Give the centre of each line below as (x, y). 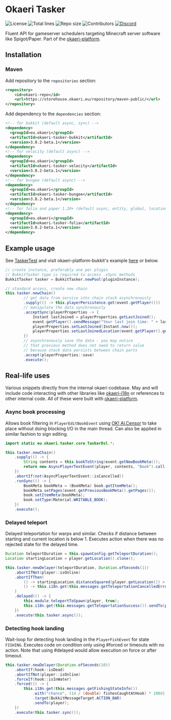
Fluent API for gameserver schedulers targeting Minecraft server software (83, 33)
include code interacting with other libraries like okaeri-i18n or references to (85, 393)
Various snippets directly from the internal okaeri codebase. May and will (82, 388)
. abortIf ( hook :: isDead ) (40, 669)
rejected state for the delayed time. (42, 544)
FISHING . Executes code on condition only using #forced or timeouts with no (85, 644)
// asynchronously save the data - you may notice (78, 341)
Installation (23, 55)
